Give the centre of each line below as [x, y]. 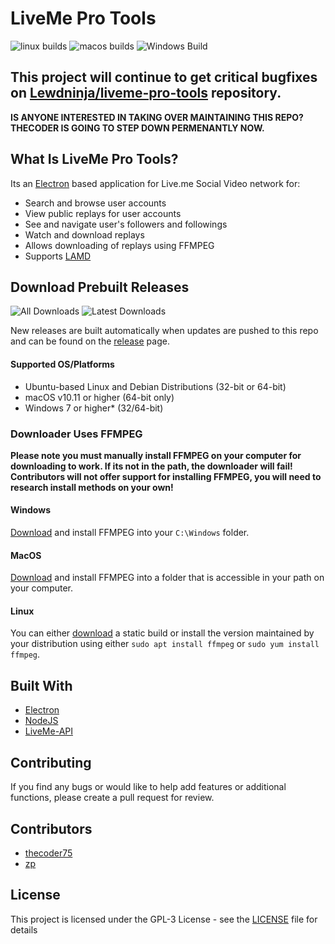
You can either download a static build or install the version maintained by [162, 633]
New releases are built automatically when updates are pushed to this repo [164, 331]
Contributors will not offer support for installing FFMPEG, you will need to [166, 476]
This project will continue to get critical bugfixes [164, 77]
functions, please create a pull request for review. [112, 798]
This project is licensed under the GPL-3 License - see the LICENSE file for [164, 919]
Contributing [51, 762]
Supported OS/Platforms [62, 364]
